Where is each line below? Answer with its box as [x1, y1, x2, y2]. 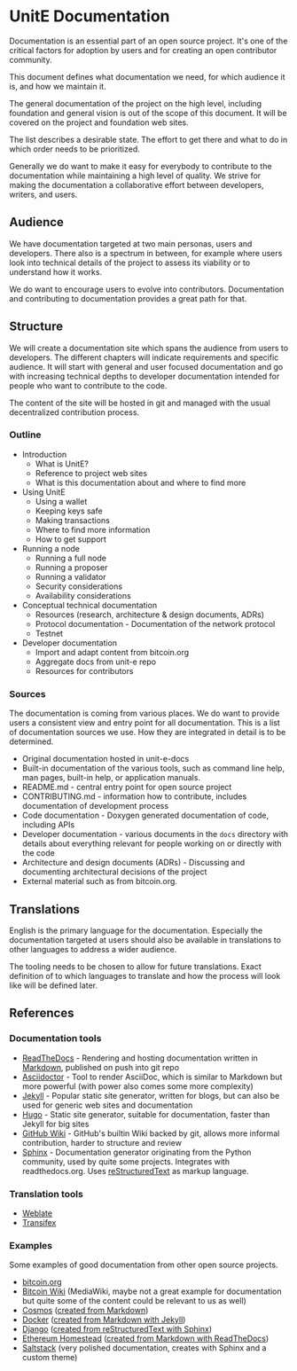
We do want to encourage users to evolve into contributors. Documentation [9, 284, 285, 294]
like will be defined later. [9, 980, 98, 991]
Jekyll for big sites [21, 1118, 90, 1129]
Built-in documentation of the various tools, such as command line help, [21, 763, 285, 773]
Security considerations [35, 581, 122, 591]
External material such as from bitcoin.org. [21, 876, 177, 887]
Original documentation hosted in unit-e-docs [21, 754, 190, 764]
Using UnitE [21, 486, 66, 497]
